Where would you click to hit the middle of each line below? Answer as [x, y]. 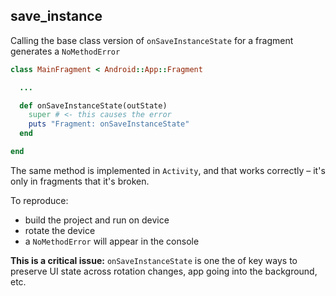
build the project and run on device [97, 220]
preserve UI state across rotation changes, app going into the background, [164, 271]
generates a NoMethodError [65, 51]
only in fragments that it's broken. [80, 181]
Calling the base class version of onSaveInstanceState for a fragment [152, 40]
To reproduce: [39, 200]
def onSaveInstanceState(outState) [93, 105]
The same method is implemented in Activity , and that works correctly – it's [168, 170]
